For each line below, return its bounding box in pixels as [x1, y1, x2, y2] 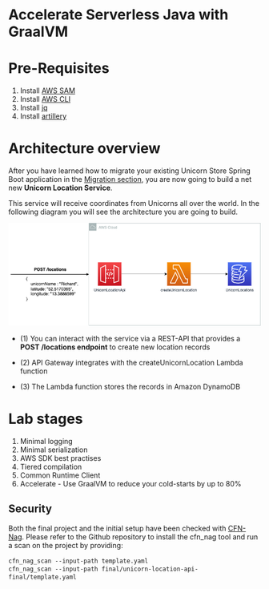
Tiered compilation [19, 462, 82, 472]
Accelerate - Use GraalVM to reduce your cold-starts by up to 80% [19, 479, 242, 489]
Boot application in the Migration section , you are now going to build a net [8, 175, 252, 184]
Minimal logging [19, 437, 74, 446]
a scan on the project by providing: [8, 540, 123, 550]
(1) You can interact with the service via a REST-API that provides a [19, 334, 241, 344]
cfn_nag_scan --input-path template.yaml [8, 557, 149, 565]
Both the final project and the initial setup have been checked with [8, 523, 227, 533]
